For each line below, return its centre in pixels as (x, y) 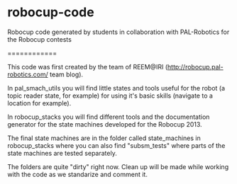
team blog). (66, 74)
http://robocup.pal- (195, 67)
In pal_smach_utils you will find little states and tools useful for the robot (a (116, 88)
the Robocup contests (40, 39)
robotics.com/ (28, 74)
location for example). (39, 103)
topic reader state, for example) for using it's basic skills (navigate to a (110, 96)
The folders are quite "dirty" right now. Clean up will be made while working (118, 166)
